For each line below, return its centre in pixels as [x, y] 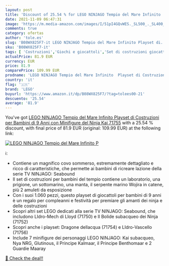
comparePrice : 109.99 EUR [32, 71]
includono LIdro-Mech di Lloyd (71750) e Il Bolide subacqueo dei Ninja [85, 217]
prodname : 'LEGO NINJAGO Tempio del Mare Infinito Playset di [73, 75]
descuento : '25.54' [26, 98]
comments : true [21, 29]
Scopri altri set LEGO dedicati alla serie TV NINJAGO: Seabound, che [84, 211]
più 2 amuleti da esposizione [42, 190]
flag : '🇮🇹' [18, 84]
